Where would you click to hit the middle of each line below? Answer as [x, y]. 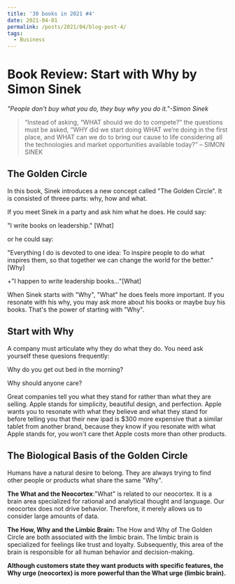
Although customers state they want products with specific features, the [115, 565]
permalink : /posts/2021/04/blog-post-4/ [67, 27]
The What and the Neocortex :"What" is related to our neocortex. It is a [109, 494]
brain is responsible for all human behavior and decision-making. [101, 552]
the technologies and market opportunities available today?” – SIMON [124, 145]
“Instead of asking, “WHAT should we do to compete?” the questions [123, 123]
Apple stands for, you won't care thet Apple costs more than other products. [117, 433]
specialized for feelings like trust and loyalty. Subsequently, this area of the [115, 544]
